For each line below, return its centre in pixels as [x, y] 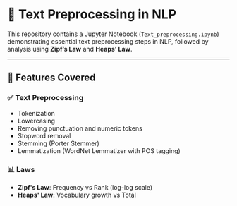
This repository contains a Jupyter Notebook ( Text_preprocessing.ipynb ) [114, 34]
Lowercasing [36, 121]
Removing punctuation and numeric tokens [80, 128]
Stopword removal [44, 135]
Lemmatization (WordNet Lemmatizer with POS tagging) [99, 150]
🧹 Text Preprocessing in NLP [92, 14]
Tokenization [36, 113]
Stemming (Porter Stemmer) [59, 143]
